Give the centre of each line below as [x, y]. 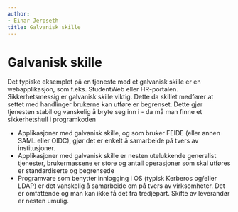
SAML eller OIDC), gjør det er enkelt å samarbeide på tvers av [108, 141]
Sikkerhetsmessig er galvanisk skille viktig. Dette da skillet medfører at [110, 97]
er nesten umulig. [43, 201]
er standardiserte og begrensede [66, 171]
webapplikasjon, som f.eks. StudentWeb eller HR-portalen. [93, 89]
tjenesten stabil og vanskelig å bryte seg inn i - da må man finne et [105, 112]
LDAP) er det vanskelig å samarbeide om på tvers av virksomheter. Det [121, 186]
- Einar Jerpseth [33, 21]
